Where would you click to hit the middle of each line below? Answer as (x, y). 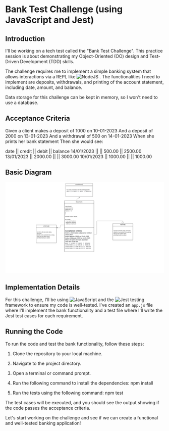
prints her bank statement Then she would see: (54, 141)
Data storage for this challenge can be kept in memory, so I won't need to (81, 97)
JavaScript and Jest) (50, 20)
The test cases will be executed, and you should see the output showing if (82, 402)
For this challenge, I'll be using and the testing (75, 300)
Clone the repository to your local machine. (57, 353)
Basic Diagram (29, 173)
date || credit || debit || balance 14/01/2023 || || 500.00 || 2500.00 (73, 151)
